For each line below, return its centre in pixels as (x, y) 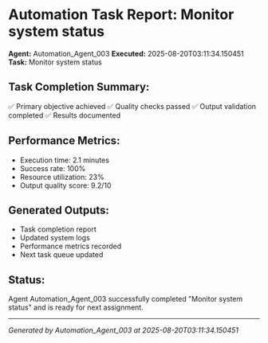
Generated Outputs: (59, 210)
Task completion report (58, 229)
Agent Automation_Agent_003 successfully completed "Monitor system (126, 299)
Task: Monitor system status (55, 62)
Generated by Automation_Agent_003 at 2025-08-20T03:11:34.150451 (124, 330)
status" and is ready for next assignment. (76, 307)
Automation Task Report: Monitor (121, 15)
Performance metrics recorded (71, 246)
